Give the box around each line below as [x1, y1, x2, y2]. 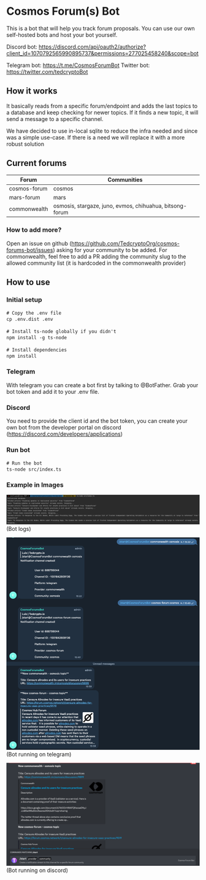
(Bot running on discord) [6, 866, 69, 874]
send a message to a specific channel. [6, 115, 104, 122]
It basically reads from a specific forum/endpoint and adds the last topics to [6, 102, 198, 109]
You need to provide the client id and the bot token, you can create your [6, 417, 188, 425]
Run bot [6, 446, 31, 454]
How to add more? [6, 226, 62, 234]
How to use [6, 277, 50, 287]
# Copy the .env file [6, 310, 62, 316]
